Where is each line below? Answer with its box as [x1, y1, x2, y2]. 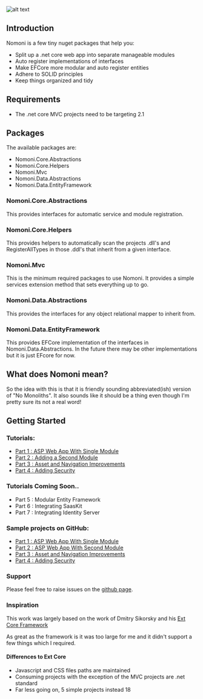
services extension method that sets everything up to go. [6, 281, 149, 288]
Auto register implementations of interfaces [15, 58, 124, 65]
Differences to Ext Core [6, 653, 67, 660]
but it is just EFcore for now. [6, 351, 76, 359]
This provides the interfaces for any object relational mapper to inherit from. [6, 310, 196, 317]
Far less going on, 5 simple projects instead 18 [15, 686, 131, 693]
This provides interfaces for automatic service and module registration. [6, 210, 184, 217]
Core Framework [6, 621, 48, 628]
